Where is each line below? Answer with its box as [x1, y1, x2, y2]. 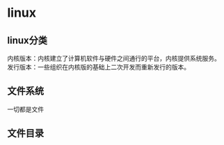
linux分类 [7, 34, 47, 46]
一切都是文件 [7, 105, 44, 113]
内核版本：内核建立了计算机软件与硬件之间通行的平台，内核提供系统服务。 [7, 54, 221, 62]
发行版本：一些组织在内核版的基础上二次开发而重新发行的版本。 [7, 63, 190, 71]
